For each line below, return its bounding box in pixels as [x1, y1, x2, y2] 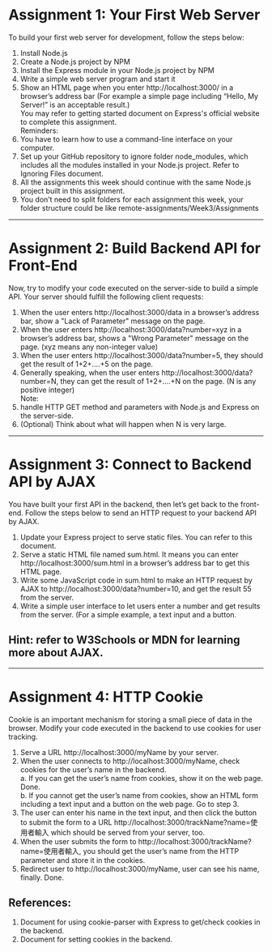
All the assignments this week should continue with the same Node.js [19, 177, 252, 187]
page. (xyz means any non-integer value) [19, 342, 159, 352]
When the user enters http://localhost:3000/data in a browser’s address [19, 307, 260, 317]
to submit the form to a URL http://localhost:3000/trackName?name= [19, 817, 251, 827]
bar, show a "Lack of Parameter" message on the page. [19, 316, 206, 326]
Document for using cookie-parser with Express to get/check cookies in [19, 917, 261, 927]
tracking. [8, 732, 38, 741]
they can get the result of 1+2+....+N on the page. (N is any [60, 376, 257, 386]
